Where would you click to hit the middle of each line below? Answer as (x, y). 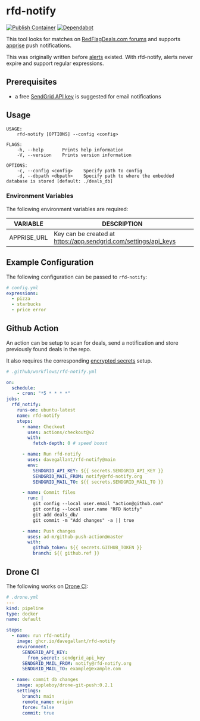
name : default (24, 619)
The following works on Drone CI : (47, 586)
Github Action (32, 328)
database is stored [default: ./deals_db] (60, 181)
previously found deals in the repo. (49, 349)
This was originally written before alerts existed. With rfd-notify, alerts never (100, 57)
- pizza (21, 299)
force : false (38, 707)
